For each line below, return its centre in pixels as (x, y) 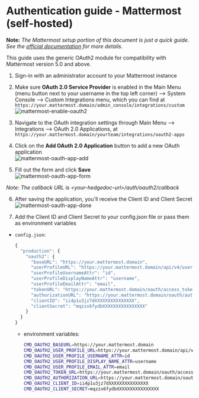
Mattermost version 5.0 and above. (49, 64)
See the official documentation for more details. (65, 46)
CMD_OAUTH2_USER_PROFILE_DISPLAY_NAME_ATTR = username (90, 361)
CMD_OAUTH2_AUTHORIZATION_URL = (62, 378)
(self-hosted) (39, 23)
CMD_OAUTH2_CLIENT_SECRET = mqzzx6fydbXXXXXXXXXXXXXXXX (91, 389)
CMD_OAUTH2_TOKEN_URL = (52, 372)
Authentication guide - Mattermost (94, 11)
